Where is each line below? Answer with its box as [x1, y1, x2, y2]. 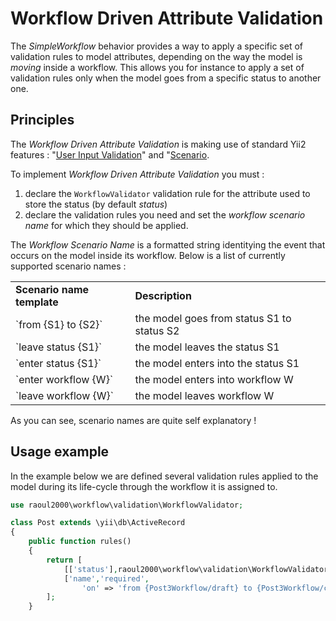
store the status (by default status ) [24, 198, 168, 210]
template [15, 295, 59, 309]
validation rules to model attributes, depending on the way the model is [10, 50, 303, 62]
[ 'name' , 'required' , [63, 573, 150, 584]
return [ [46, 555, 83, 565]
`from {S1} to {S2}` [15, 317, 103, 331]
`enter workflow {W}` [15, 372, 114, 386]
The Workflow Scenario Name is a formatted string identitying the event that [10, 238, 326, 251]
